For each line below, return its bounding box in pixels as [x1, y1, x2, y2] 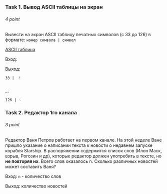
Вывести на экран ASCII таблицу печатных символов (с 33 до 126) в [5, 32, 151, 38]
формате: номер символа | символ [5, 37, 76, 43]
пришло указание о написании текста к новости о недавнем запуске [5, 142, 152, 148]
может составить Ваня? [5, 164, 56, 170]
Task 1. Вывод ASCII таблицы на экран [5, 4, 103, 11]
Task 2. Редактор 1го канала [5, 109, 77, 116]
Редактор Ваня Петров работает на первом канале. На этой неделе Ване [5, 137, 162, 143]
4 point [5, 16, 20, 22]
